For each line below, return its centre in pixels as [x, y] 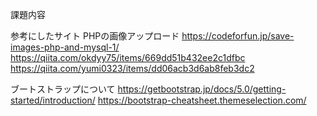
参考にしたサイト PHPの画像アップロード [95, 36]
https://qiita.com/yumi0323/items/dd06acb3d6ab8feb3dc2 [132, 68]
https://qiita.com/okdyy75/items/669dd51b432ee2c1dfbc [128, 57]
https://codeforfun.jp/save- [238, 36]
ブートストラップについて [63, 89]
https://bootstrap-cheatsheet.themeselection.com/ [202, 100]
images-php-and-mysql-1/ [65, 47]
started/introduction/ [53, 100]
